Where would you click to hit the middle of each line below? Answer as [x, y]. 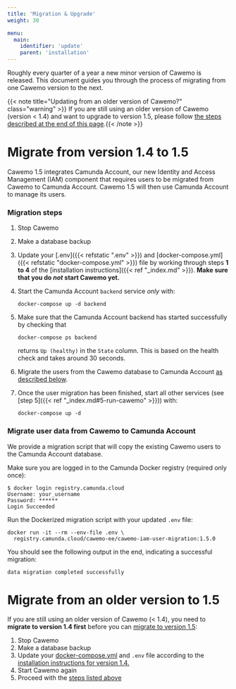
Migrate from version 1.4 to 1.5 [98, 153]
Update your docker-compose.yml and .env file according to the [111, 655]
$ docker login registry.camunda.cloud [66, 488]
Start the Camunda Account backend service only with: [96, 291]
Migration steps [35, 212]
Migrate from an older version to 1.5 [113, 600]
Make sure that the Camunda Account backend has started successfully [122, 317]
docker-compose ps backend [57, 338]
